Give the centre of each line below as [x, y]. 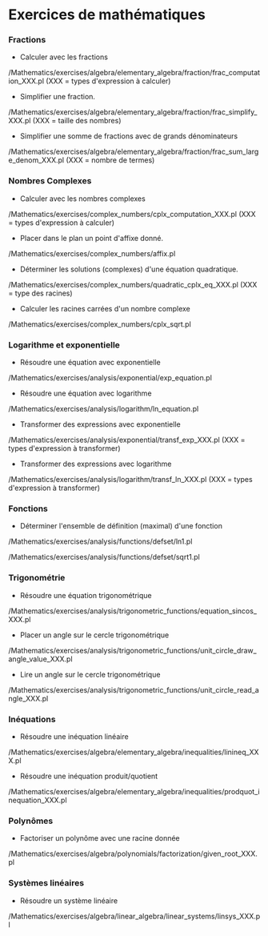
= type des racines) [41, 293]
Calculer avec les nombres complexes [82, 199]
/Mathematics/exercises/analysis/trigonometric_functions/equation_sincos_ [133, 611]
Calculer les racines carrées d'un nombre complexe [105, 308]
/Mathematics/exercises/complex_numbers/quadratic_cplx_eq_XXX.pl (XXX [133, 284]
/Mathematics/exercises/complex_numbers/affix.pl [92, 253]
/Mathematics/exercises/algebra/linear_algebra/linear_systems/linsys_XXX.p [134, 916]
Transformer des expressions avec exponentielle [100, 424]
